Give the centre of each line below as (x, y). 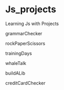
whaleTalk (16, 63)
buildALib (15, 73)
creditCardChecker (25, 83)
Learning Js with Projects (32, 24)
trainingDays (19, 53)
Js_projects (31, 9)
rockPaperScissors (25, 43)
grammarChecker (24, 33)
